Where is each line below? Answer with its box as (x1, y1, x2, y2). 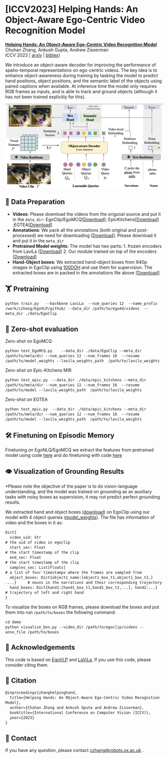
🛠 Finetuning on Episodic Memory (5, 431, 115, 439)
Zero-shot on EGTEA (5, 396, 48, 402)
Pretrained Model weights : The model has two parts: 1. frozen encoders (12, 243, 162, 249)
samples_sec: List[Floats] (9, 565, 66, 570)
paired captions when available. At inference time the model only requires (5, 83, 157, 89)
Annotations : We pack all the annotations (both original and (12, 227, 136, 233)
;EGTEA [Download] (12, 222, 52, 228)
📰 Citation (5, 676, 36, 685)
